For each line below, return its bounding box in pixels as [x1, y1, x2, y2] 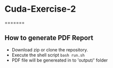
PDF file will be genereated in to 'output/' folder [11, 57, 108, 63]
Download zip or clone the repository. [11, 46, 88, 52]
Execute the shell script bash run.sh [11, 52, 85, 58]
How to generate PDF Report [4, 34, 94, 42]
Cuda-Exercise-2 [4, 3, 76, 15]
